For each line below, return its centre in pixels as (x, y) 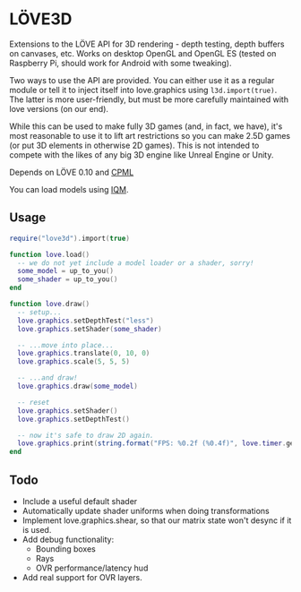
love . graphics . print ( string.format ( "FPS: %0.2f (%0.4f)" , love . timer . (152, 443)
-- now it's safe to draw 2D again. (86, 435)
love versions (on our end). (59, 108)
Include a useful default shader (80, 501)
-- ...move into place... (66, 345)
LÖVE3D (41, 19)
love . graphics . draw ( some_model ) (78, 386)
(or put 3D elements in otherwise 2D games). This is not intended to (134, 145)
